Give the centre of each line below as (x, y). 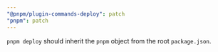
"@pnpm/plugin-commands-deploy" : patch (66, 14)
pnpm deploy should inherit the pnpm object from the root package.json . (109, 41)
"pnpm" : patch (28, 21)
